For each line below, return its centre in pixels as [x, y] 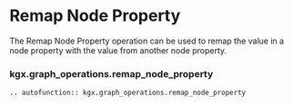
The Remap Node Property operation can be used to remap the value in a [147, 41]
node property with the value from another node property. [118, 50]
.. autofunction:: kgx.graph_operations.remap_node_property [128, 93]
